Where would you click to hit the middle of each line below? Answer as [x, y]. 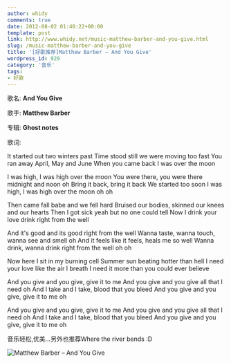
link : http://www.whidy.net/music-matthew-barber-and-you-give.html [108, 39]
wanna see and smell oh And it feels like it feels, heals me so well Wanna [111, 241]
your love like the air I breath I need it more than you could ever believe [108, 269]
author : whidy [28, 13]
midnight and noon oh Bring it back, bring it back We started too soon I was [115, 185]
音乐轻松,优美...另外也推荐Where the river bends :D [80, 339]
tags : [15, 71]
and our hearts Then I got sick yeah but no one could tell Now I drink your [112, 212]
